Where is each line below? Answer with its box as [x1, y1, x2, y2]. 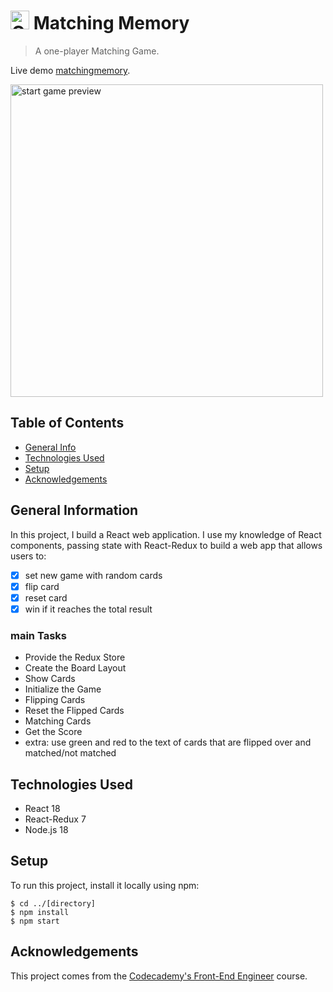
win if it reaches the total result [24, 603, 153, 615]
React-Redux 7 [24, 813, 87, 825]
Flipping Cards [24, 694, 86, 706]
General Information [10, 502, 139, 519]
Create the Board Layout [24, 662, 127, 674]
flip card [24, 580, 60, 592]
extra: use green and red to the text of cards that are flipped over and [24, 736, 312, 749]
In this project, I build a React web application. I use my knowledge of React [10, 528, 322, 540]
